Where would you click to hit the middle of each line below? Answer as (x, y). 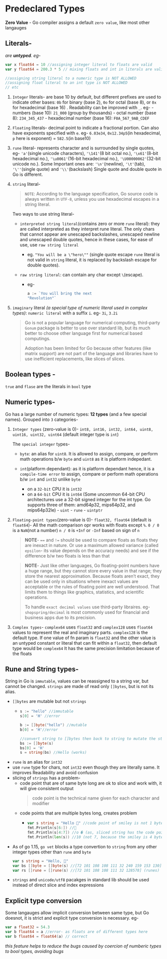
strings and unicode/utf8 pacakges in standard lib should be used (81, 880)
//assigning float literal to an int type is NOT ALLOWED (66, 83)
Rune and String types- (42, 669)
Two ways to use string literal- (43, 214)
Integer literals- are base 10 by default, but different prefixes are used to (87, 97)
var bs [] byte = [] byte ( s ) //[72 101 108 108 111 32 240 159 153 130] (87, 866)
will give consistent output (46, 789)
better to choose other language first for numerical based (83, 333)
